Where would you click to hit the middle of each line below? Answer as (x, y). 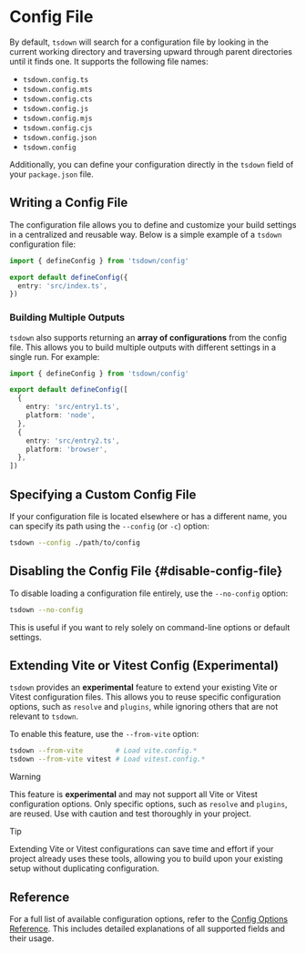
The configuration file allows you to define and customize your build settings (153, 224)
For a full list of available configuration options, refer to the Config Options (149, 918)
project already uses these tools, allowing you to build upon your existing (147, 859)
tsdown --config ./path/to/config (75, 543)
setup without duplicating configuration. (84, 868)
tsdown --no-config (46, 610)
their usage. (32, 938)
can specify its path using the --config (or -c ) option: (109, 526)
